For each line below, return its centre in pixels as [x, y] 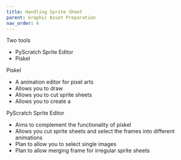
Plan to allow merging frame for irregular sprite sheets [82, 151]
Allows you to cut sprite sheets [54, 95]
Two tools [18, 41]
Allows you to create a [43, 101]
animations [29, 138]
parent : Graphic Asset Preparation [51, 18]
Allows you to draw [39, 88]
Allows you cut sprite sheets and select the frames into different [95, 132]
